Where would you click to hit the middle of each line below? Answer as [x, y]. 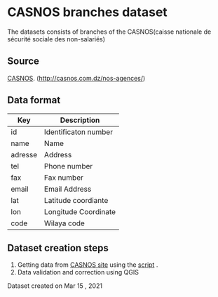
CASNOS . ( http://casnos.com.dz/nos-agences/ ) [76, 78]
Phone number [69, 166]
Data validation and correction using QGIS [78, 272]
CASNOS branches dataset [88, 12]
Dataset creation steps [58, 247]
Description [80, 120]
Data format [34, 100]
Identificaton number [79, 132]
